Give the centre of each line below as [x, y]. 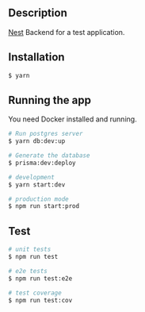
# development [32, 177]
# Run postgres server [46, 134]
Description [38, 13]
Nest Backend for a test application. [67, 32]
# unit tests [30, 249]
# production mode [38, 199]
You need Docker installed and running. [72, 119]
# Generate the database [49, 156]
